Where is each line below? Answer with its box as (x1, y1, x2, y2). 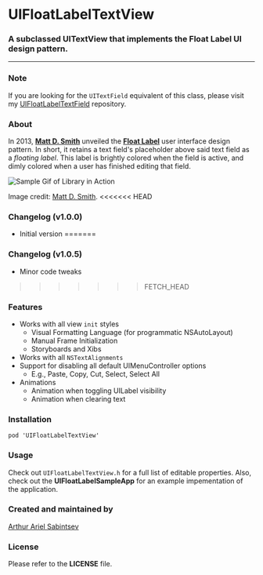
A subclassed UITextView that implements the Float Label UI (8, 34, 243, 45)
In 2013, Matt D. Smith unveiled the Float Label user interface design (8, 136, 231, 146)
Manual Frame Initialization (31, 336, 118, 345)
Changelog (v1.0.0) (8, 212, 83, 222)
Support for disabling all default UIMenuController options (19, 361, 207, 370)
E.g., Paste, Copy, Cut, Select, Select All (31, 369, 160, 378)
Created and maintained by (8, 504, 113, 515)
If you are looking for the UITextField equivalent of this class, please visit (8, 90, 244, 100)
